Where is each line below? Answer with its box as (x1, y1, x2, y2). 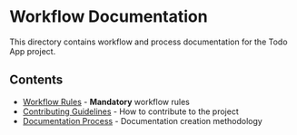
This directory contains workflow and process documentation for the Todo (9, 36, 288, 47)
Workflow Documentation (9, 6, 208, 27)
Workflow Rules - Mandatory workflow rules (22, 96, 191, 107)
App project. (9, 45, 56, 56)
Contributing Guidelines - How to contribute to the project (22, 106, 239, 117)
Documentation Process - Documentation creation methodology (22, 115, 263, 126)
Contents (9, 72, 64, 88)
